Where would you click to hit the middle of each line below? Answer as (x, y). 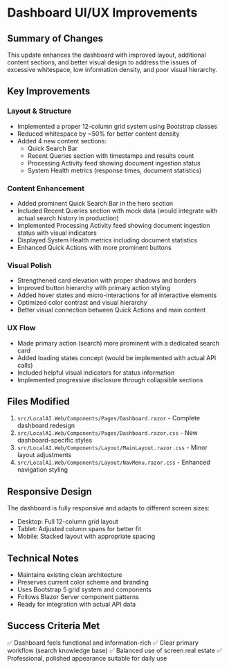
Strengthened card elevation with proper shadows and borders (107, 280)
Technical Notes (43, 558)
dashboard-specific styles (55, 440)
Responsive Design (49, 491)
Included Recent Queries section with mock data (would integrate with (117, 211)
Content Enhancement (46, 188)
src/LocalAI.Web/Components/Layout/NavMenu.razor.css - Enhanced (114, 463)
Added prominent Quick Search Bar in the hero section (95, 203)
